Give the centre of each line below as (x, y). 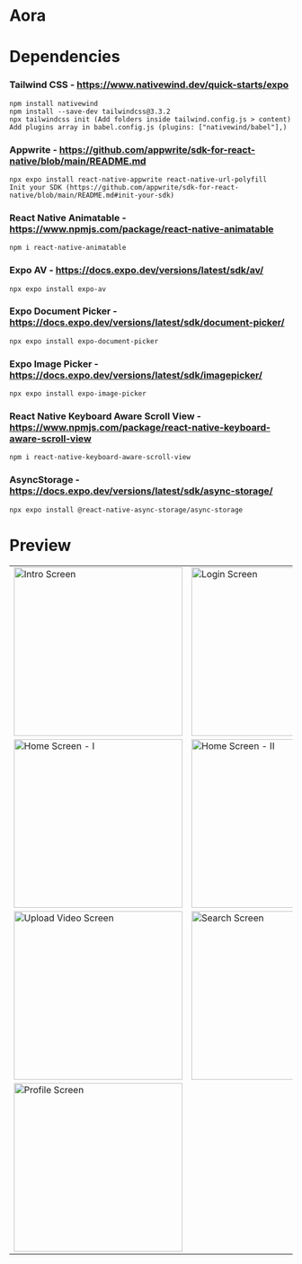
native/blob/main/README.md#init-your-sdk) (92, 195)
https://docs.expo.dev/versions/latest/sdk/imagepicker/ (136, 375)
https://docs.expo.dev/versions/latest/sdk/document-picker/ (147, 323)
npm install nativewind (54, 103)
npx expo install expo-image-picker (78, 394)
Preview (40, 545)
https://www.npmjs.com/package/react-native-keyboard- (140, 428)
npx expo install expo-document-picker (84, 341)
